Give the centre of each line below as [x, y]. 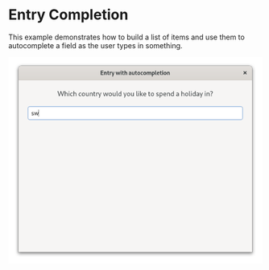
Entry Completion [68, 15]
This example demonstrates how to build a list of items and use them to [127, 37]
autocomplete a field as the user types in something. [95, 45]
